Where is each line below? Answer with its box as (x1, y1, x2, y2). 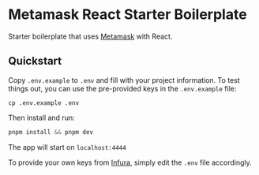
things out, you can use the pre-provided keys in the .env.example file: (8, 84, 237, 93)
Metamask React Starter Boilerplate (8, 6, 247, 24)
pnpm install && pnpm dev (8, 128, 93, 136)
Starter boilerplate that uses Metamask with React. (8, 32, 173, 41)
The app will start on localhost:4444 (8, 142, 126, 151)
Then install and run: (8, 113, 75, 122)
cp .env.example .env (8, 99, 80, 107)
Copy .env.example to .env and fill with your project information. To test (8, 75, 240, 84)
